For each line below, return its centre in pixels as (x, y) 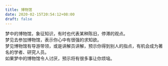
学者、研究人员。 (31, 52)
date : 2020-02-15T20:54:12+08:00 (40, 14)
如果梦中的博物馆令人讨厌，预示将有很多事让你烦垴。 (60, 59)
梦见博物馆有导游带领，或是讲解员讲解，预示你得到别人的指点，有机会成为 (82, 46)
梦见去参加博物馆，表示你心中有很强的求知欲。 (53, 40)
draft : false (19, 19)
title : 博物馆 (19, 10)
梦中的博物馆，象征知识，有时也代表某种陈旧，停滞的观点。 (66, 34)
